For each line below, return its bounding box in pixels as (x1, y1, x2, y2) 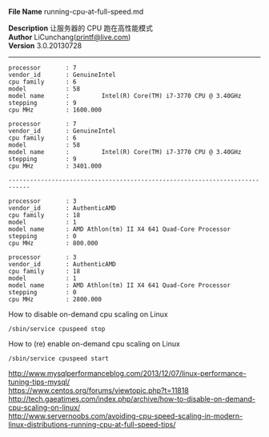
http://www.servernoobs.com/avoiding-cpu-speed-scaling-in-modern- (8, 411, 243, 420)
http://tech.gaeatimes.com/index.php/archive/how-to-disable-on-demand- (8, 395, 256, 403)
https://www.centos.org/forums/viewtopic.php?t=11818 (8, 386, 190, 395)
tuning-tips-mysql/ (8, 377, 70, 386)
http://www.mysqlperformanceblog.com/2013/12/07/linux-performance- (8, 369, 247, 378)
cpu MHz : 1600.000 (8, 106, 102, 114)
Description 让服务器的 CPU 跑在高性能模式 (8, 23, 154, 33)
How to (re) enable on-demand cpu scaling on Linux (8, 339, 180, 348)
